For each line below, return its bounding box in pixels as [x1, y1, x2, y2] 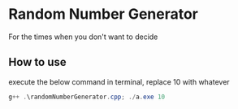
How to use [8, 55, 67, 69]
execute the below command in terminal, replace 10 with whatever [8, 76, 230, 86]
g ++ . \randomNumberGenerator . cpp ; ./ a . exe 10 [8, 93, 165, 101]
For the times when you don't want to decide [8, 32, 158, 41]
